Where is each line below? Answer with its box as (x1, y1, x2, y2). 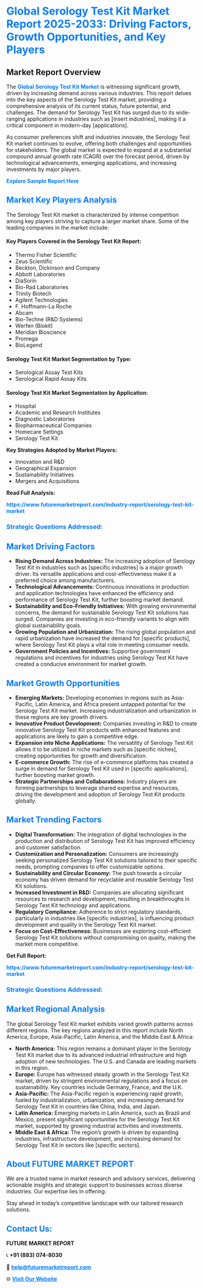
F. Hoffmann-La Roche (15, 303, 72, 310)
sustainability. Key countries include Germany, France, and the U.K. (15, 1083, 183, 1090)
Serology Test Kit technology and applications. (15, 901, 132, 909)
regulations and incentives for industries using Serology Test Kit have (15, 654, 188, 661)
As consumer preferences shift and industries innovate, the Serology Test (6, 133, 190, 141)
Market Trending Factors (6, 815, 102, 825)
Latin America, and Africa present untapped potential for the (35, 700, 186, 707)
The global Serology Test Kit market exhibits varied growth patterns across (6, 1020, 193, 1027)
